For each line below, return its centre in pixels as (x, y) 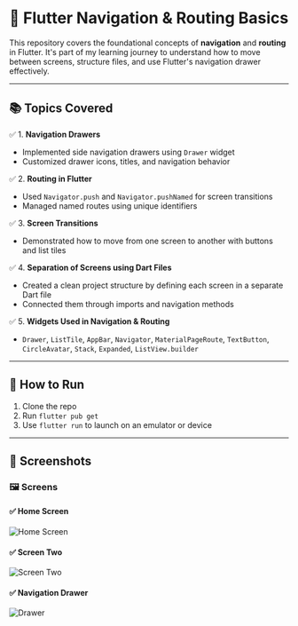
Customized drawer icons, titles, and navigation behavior (126, 161)
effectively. (30, 71)
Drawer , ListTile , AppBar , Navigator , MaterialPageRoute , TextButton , (145, 339)
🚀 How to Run (47, 385)
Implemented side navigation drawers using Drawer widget (128, 152)
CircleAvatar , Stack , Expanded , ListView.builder (110, 348)
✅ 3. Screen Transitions (54, 223)
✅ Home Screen (39, 511)
